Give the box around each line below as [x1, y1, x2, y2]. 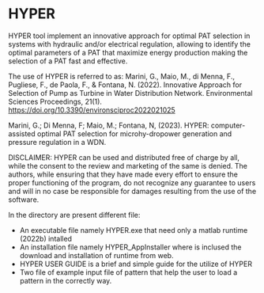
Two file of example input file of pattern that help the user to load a [19, 267, 238, 277]
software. [8, 195, 40, 204]
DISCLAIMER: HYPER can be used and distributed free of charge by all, [8, 152, 239, 162]
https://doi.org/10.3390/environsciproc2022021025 [8, 105, 175, 115]
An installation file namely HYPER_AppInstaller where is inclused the [19, 242, 243, 252]
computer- [210, 120, 246, 130]
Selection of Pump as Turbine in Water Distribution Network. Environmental [8, 88, 253, 97]
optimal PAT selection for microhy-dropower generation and [36, 128, 232, 139]
